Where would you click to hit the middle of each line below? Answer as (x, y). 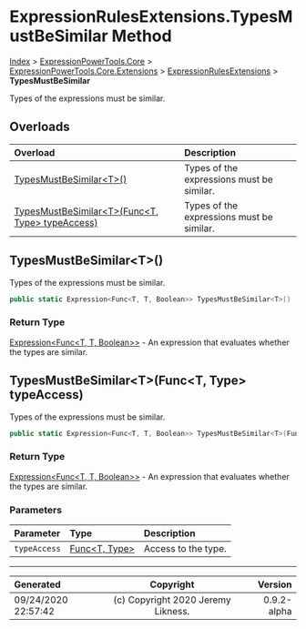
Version (275, 584)
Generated (37, 584)
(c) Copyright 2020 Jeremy (172, 600)
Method (142, 36)
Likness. (172, 612)
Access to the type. (185, 549)
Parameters (36, 510)
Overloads (40, 127)
